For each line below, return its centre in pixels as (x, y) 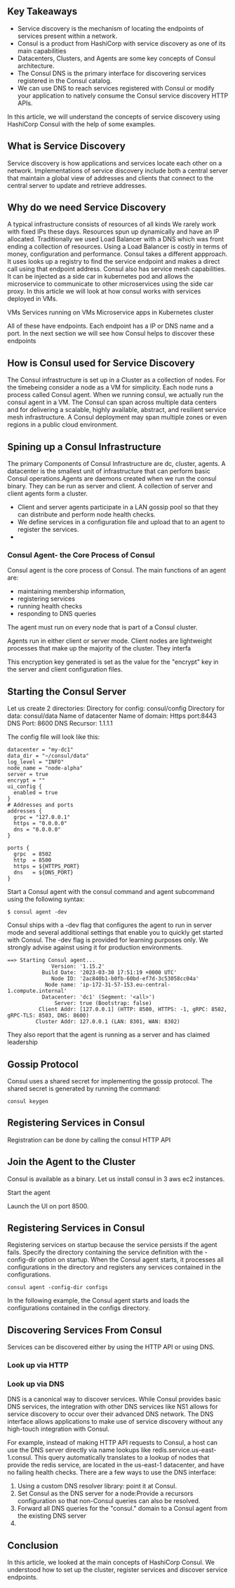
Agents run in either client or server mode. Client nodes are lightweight (110, 641)
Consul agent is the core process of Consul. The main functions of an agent (117, 571)
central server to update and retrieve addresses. (77, 185)
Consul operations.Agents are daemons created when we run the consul (112, 479)
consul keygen (28, 1101)
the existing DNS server (52, 1516)
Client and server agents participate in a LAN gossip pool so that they (118, 507)
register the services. (48, 530)
